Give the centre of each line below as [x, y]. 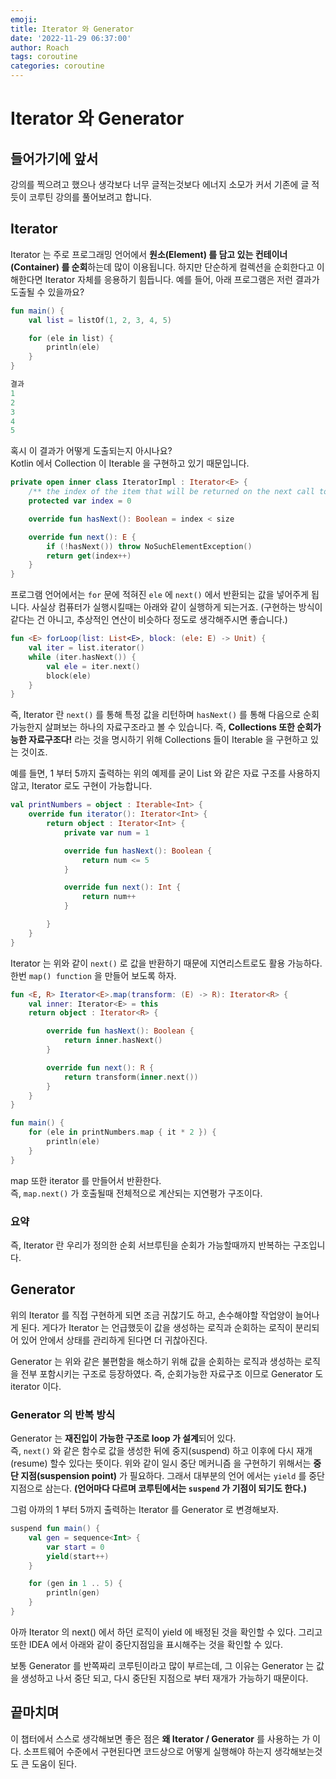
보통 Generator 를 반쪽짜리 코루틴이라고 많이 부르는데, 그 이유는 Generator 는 [162, 1665]
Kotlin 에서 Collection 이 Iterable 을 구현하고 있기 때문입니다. [130, 463]
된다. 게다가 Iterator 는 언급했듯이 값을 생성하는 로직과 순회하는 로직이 [156, 1327]
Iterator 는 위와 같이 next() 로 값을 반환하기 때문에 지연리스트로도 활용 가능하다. [166, 963]
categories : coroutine [57, 66]
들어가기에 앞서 [54, 158]
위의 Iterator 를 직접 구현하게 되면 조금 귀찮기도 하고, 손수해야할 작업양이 [151, 1315]
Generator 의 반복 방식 [63, 1414]
